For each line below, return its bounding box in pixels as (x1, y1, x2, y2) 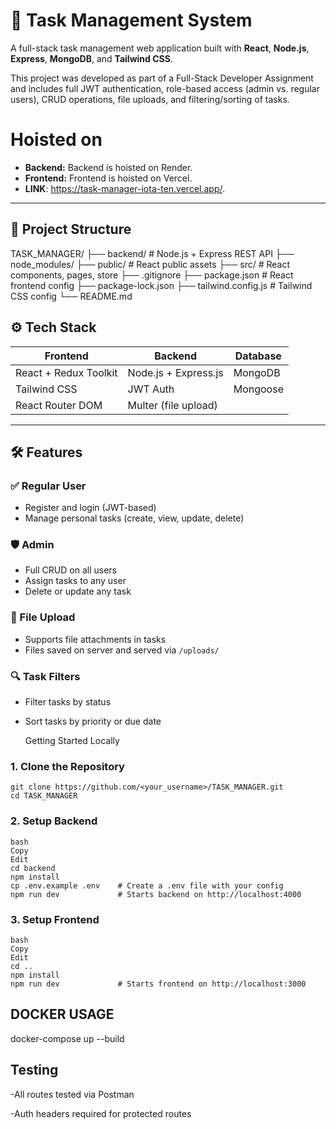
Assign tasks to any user (24, 575, 127, 587)
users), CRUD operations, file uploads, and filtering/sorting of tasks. (10, 93, 290, 105)
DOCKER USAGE (10, 1006, 115, 1023)
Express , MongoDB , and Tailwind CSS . (10, 52, 173, 64)
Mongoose (233, 382, 284, 396)
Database (234, 349, 282, 363)
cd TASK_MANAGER (10, 791, 78, 801)
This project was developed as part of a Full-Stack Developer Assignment (10, 72, 314, 84)
